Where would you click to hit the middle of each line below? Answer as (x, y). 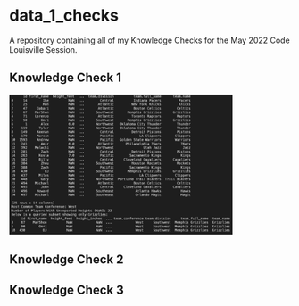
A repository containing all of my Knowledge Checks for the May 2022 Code (149, 40)
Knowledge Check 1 (66, 78)
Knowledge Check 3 (66, 289)
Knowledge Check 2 (66, 260)
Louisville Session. (43, 49)
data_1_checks (64, 16)
